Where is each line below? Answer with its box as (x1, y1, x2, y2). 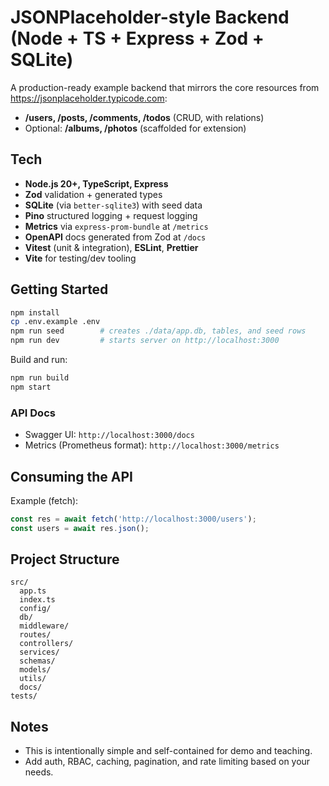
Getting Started (10, 281, 109, 298)
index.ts (19, 595, 56, 605)
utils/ (19, 674, 47, 684)
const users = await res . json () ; (10, 523, 150, 533)
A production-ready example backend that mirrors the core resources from (10, 81, 320, 93)
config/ (19, 604, 52, 614)
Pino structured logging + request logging (24, 209, 198, 221)
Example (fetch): (10, 494, 79, 506)
